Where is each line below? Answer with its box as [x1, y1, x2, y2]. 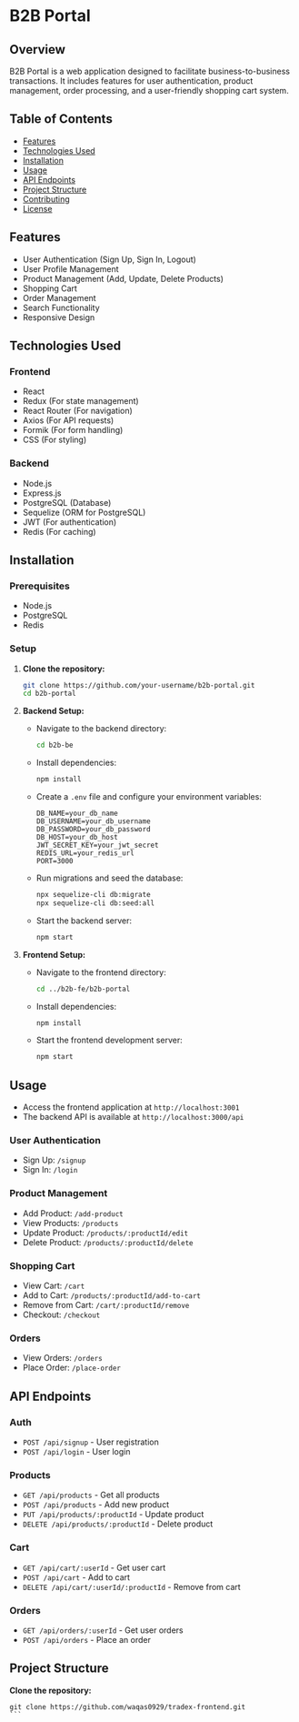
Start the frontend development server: [35, 1034, 184, 1046]
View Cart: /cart [22, 1280, 85, 1292]
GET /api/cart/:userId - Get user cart [22, 1562, 166, 1573]
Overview [9, 42, 66, 57]
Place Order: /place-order [22, 1362, 121, 1374]
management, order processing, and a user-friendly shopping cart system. [9, 86, 289, 96]
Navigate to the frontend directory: [35, 966, 166, 978]
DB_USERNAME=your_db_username [35, 817, 152, 826]
